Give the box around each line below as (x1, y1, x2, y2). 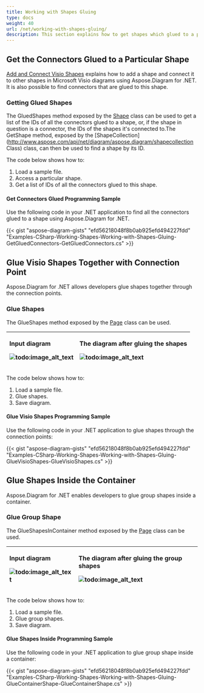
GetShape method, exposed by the (6, 132, 93, 139)
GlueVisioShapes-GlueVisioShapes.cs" (6, 457, 103, 465)
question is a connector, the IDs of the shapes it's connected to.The (6, 125, 176, 133)
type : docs (6, 15, 34, 21)
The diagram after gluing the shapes (79, 339, 188, 348)
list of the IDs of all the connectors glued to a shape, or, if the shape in (6, 119, 182, 126)
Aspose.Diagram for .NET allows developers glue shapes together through (6, 283, 192, 290)
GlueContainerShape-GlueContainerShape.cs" (6, 680, 123, 688)
